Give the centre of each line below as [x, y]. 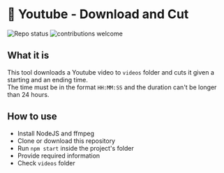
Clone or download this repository [66, 141]
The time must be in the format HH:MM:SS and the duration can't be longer [112, 87]
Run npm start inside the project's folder [75, 148]
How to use [32, 117]
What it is [28, 55]
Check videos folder [46, 163]
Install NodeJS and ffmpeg [56, 133]
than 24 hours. [28, 94]
